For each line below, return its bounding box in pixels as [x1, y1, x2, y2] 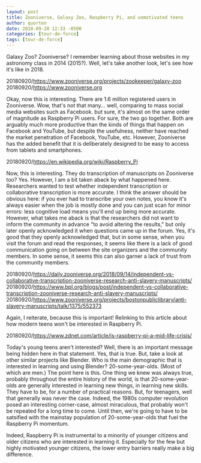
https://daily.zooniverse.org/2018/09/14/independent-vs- [32, 270, 175, 278]
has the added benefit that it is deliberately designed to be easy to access [6, 140, 189, 147]
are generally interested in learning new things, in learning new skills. [17, 382, 189, 389]
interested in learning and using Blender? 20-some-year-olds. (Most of [6, 363, 182, 369]
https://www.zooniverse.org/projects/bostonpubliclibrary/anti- [32, 296, 187, 303]
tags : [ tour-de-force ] [6, 37, 63, 43]
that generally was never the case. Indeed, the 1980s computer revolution [6, 395, 188, 402]
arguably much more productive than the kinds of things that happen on [6, 121, 184, 128]
